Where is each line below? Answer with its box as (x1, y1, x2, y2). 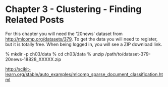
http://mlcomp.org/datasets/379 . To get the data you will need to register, (5, 36, 158, 42)
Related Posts (5, 14, 65, 25)
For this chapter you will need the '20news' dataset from (5, 30, 123, 36)
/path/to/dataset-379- (105, 51, 151, 57)
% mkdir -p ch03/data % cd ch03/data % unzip (5, 51, 104, 57)
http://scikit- (5, 66, 31, 72)
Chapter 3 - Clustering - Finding (5, 3, 142, 15)
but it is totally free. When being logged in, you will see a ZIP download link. (5, 41, 162, 47)
